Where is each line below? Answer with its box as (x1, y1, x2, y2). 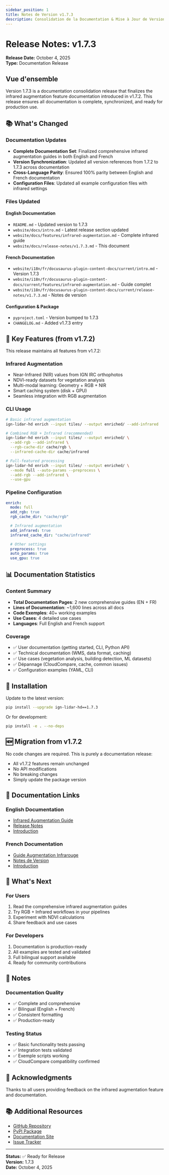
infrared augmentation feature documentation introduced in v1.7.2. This (6, 93, 152, 99)
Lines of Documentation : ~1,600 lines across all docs (13, 604, 124, 610)
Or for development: (6, 714, 48, 720)
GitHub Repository (13, 1123, 52, 1129)
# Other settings (10, 542, 47, 547)
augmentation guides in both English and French (13, 153, 113, 159)
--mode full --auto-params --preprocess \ (10, 467, 100, 473)
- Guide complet (117, 281, 151, 287)
